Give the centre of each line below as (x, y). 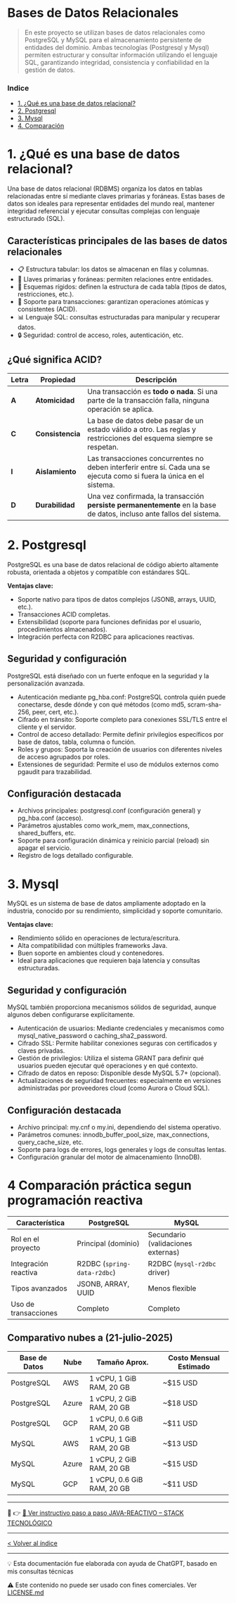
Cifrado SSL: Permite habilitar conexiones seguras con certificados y (117, 1044)
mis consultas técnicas (40, 1571)
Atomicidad (55, 400)
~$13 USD (180, 1443)
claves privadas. (41, 1051)
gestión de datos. (50, 70)
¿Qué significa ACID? (55, 360)
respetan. (103, 447)
